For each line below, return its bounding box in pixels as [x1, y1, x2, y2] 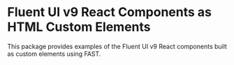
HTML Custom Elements [7, 19, 151, 35]
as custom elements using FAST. [7, 50, 101, 58]
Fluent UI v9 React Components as [7, 4, 212, 20]
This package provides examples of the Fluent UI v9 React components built [7, 42, 227, 50]
